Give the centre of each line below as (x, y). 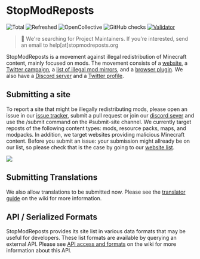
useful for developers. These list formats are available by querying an (92, 238)
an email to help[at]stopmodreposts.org (70, 45)
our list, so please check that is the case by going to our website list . (90, 147)
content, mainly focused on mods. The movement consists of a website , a (97, 63)
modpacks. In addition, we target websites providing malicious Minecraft (96, 134)
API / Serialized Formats (52, 217)
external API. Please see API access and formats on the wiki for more (91, 244)
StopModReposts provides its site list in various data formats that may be (96, 231)
